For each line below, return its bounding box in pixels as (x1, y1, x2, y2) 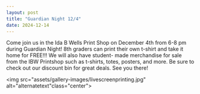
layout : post (6, 10, 39, 15)
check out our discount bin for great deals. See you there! (6, 64, 148, 71)
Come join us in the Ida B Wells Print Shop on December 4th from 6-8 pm (6, 39, 187, 46)
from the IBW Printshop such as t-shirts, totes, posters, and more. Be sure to (6, 58, 195, 65)
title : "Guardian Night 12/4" (6, 15, 82, 22)
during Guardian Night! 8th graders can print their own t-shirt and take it (6, 45, 184, 53)
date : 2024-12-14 (6, 22, 50, 28)
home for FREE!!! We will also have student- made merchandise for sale (6, 52, 182, 59)
